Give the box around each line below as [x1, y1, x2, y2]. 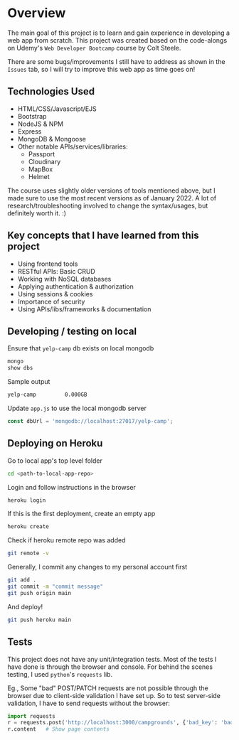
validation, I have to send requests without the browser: [7, 699, 171, 707]
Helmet [28, 172, 50, 181]
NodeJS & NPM [17, 119, 64, 128]
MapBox [28, 165, 53, 173]
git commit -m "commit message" [7, 583, 103, 591]
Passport [28, 149, 55, 158]
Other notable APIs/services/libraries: [17, 142, 128, 151]
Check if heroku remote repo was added [7, 536, 126, 545]
